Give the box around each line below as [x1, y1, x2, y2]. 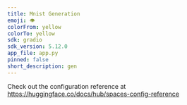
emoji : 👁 [7, 17, 35, 24]
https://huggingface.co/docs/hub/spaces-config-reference [7, 89, 180, 98]
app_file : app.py [7, 50, 59, 57]
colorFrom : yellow [7, 23, 61, 30]
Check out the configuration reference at [7, 82, 126, 90]
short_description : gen [7, 63, 78, 70]
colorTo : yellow [7, 30, 55, 37]
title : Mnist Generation [7, 10, 80, 18]
